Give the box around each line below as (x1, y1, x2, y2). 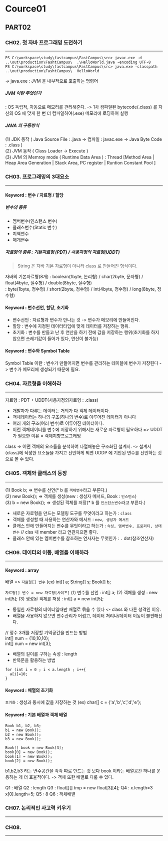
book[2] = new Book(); (5, 758, 52, 763)
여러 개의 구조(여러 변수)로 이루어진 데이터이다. (12, 420, 104, 426)
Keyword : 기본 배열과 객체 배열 (5, 712, 67, 718)
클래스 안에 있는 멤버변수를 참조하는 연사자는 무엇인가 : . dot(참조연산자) (12, 535, 154, 541)
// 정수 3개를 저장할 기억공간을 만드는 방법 (5, 630, 87, 636)
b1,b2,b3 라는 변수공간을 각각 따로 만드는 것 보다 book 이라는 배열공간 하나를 (5, 768, 156, 774)
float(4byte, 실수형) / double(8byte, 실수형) (5, 279, 92, 286)
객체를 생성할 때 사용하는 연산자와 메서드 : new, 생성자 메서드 (12, 516, 129, 522)
